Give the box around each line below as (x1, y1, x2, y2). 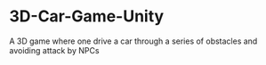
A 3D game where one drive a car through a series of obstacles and (9, 36, 258, 46)
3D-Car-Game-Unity (9, 6, 165, 27)
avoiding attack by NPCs (9, 45, 100, 55)
